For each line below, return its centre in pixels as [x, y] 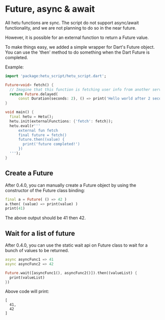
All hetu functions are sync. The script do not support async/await [72, 23]
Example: [14, 67]
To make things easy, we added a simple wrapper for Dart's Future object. [80, 47]
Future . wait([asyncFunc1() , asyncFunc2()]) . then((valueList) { [71, 273]
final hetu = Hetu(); [32, 117]
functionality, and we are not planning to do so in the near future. [71, 28]
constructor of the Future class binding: [45, 190]
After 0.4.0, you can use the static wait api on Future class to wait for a [77, 245]
